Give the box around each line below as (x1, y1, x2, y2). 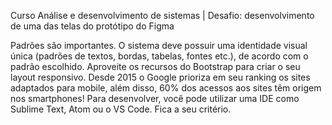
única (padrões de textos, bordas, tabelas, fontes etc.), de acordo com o (10, 50, 309, 62)
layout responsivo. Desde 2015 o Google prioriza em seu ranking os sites (10, 71, 311, 83)
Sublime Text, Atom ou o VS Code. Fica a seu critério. (10, 103, 232, 115)
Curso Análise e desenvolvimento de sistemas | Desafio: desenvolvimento (10, 10, 315, 21)
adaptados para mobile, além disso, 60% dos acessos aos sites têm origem (10, 82, 322, 94)
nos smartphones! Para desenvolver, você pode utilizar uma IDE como (10, 93, 300, 104)
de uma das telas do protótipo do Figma (10, 20, 175, 32)
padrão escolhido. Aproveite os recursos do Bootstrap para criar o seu (10, 61, 301, 72)
